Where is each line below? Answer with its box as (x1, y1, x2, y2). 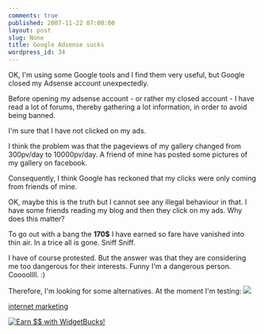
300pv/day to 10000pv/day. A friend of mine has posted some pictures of (8, 150, 248, 159)
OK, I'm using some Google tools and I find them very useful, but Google (8, 70, 245, 79)
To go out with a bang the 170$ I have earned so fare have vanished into (8, 230, 245, 238)
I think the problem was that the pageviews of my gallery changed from (8, 142, 242, 150)
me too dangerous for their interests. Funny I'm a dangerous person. (8, 262, 231, 271)
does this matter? (8, 214, 65, 223)
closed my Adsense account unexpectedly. (8, 78, 149, 88)
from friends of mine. (8, 182, 78, 191)
